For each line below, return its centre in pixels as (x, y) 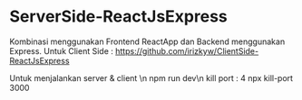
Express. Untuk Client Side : (61, 50)
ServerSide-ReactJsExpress (119, 17)
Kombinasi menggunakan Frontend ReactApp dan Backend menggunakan (147, 41)
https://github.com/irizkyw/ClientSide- (187, 50)
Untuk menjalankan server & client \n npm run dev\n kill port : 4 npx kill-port (151, 77)
